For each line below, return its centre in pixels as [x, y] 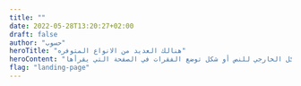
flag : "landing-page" [50, 68]
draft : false [34, 34]
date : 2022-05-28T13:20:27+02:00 [72, 26]
